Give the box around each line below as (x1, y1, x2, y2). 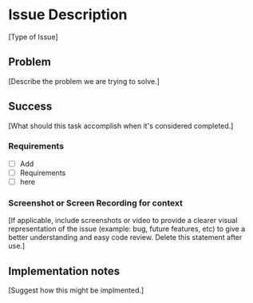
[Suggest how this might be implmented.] (8, 285, 144, 295)
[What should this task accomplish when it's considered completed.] (8, 121, 234, 130)
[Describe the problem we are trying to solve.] (8, 76, 160, 86)
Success (8, 100, 53, 114)
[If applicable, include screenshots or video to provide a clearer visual (8, 216, 238, 225)
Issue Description (8, 6, 128, 24)
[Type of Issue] (8, 32, 58, 42)
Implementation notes (8, 264, 121, 277)
